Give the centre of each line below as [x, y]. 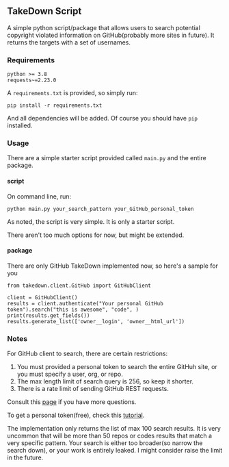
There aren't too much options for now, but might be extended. [96, 235]
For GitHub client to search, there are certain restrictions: [87, 354]
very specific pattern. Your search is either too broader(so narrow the [105, 443]
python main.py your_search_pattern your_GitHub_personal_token [100, 209]
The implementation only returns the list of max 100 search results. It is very [114, 429]
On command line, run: [39, 196]
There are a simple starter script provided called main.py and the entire [107, 158]
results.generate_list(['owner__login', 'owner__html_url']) [96, 321]
